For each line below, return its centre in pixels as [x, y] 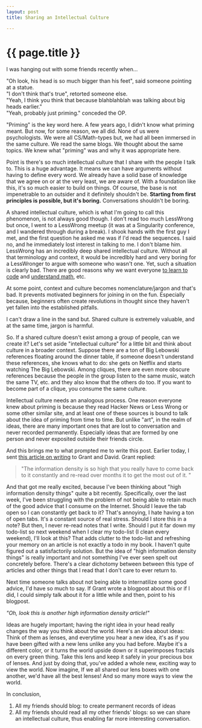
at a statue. [20, 88]
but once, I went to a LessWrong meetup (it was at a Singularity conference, [100, 225]
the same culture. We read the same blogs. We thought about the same [95, 144]
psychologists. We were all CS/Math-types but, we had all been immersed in [101, 138]
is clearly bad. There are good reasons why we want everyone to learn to [97, 270]
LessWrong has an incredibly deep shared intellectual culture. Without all [97, 251]
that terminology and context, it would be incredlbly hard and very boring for [101, 257]
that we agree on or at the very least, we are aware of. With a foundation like [101, 181]
